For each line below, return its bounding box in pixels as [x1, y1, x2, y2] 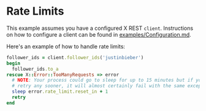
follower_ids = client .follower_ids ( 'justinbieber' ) [6, 54, 144, 60]
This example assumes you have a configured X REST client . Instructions [6, 24, 194, 32]
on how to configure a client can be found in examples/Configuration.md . [6, 30, 191, 38]
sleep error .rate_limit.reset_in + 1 [12, 88, 109, 95]
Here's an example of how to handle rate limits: [6, 43, 126, 50]
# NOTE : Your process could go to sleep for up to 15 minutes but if [12, 77, 193, 84]
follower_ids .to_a [12, 66, 59, 72]
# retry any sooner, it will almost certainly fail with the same [12, 83, 185, 89]
